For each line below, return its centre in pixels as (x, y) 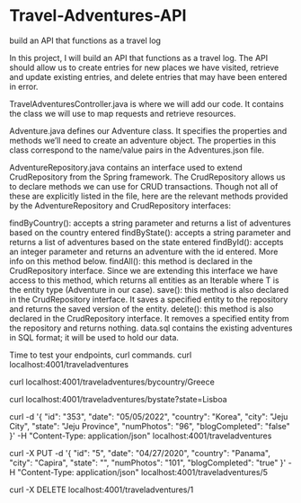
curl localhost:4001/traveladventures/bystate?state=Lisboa (118, 399)
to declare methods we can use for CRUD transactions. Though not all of (144, 186)
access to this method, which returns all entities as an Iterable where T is (145, 280)
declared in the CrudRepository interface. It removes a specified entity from (149, 318)
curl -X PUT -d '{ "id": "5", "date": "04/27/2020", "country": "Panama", (140, 453)
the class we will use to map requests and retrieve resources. (123, 113)
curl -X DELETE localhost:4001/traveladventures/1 (102, 490)
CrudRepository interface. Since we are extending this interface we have (144, 270)
